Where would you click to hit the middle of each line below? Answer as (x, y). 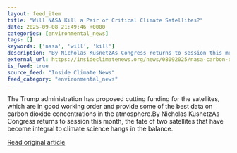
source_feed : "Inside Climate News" (61, 72)
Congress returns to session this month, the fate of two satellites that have (116, 121)
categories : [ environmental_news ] (58, 33)
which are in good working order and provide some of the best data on (110, 107)
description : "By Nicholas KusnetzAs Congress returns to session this (115, 53)
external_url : (28, 60)
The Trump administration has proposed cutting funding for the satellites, (114, 99)
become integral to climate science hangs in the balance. (90, 129)
